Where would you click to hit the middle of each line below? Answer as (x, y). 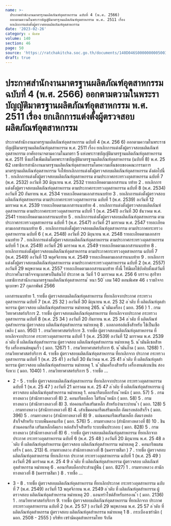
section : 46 (18, 43)
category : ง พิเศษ (23, 34)
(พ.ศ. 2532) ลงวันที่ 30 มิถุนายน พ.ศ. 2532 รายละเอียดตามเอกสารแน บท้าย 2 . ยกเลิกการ (83, 182)
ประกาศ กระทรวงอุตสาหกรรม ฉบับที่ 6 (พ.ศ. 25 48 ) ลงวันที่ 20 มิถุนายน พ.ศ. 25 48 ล (89, 439)
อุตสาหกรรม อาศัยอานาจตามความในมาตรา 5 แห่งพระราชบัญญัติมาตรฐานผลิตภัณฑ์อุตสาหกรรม (83, 153)
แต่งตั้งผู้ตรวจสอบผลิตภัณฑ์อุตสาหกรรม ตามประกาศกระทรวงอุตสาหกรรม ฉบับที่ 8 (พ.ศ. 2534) (85, 188)
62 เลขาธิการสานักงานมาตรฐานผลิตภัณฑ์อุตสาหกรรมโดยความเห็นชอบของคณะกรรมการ (78, 165)
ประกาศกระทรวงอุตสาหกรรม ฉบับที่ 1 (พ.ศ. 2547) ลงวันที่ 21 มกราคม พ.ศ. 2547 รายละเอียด (85, 222)
